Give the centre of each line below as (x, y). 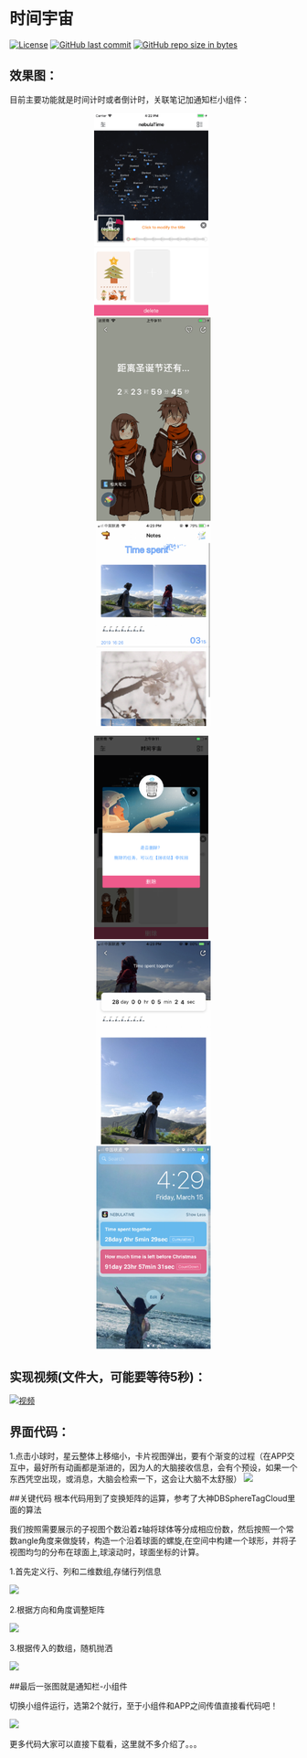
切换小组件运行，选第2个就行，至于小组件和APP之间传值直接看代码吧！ (144, 1705)
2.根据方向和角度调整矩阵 (57, 1609)
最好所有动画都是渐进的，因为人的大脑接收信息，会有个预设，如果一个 (165, 1467)
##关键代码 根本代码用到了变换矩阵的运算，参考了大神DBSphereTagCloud (148, 1498)
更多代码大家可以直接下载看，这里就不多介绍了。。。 (106, 1743)
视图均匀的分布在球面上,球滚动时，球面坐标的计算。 (107, 1551)
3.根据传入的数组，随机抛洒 (61, 1647)
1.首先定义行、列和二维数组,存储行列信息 (85, 1571)
